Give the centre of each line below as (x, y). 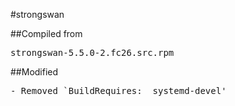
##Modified (34, 72)
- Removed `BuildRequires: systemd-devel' (118, 90)
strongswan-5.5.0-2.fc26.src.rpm (92, 52)
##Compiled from (46, 33)
